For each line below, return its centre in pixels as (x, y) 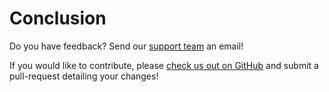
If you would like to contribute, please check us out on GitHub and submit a (164, 65)
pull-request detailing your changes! (84, 76)
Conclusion (58, 18)
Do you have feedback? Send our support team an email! (126, 46)
